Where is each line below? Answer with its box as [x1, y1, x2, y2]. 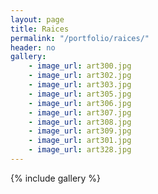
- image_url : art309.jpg [28, 126, 132, 136]
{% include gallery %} [10, 172, 102, 184]
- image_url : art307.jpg [28, 107, 132, 118]
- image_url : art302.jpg [28, 71, 132, 81]
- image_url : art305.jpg [28, 89, 132, 99]
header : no [10, 42, 56, 53]
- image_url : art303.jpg [28, 80, 132, 90]
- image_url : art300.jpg [28, 61, 132, 71]
